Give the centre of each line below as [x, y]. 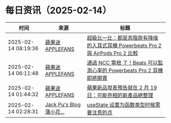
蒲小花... [55, 112]
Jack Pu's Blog [63, 104]
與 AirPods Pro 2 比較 [112, 53]
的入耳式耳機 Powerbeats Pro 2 [124, 45]
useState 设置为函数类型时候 [121, 105]
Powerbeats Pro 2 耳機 [136, 70]
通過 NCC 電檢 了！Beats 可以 [122, 63]
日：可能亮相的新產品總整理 [120, 95]
